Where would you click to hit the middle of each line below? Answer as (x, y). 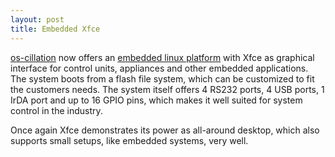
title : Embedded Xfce (55, 29)
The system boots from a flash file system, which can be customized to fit (162, 78)
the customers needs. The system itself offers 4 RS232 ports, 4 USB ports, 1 (167, 89)
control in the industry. (56, 110)
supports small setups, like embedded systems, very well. (129, 140)
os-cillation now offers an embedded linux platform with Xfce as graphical (162, 57)
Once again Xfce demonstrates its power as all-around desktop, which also (165, 130)
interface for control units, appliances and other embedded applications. (159, 68)
